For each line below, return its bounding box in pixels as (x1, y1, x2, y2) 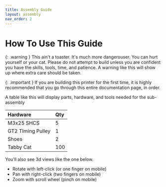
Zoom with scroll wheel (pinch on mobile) (12, 177, 97, 183)
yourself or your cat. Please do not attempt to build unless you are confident (5, 59, 161, 65)
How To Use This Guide (5, 38, 103, 49)
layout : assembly (5, 12, 41, 17)
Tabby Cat (7, 144, 32, 151)
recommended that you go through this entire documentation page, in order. (5, 85, 161, 91)
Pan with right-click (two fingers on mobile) (12, 171, 101, 177)
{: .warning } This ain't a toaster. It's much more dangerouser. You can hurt (5, 54, 158, 60)
